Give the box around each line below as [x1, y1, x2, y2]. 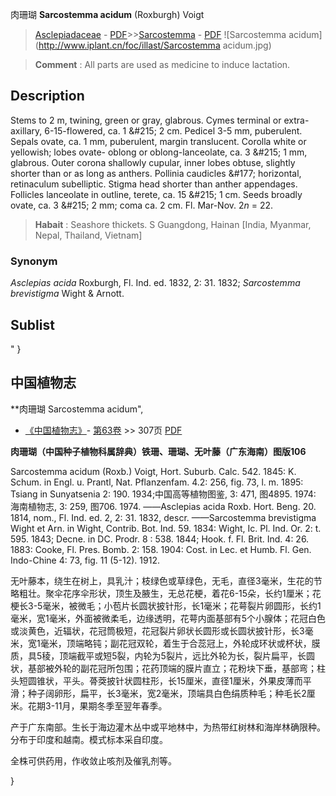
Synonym [10, 254, 58, 268]
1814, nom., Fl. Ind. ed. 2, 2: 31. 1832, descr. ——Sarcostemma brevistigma [10, 511, 317, 523]
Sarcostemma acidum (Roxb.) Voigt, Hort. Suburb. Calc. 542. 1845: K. [10, 465, 297, 477]
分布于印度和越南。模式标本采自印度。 [10, 733, 168, 745]
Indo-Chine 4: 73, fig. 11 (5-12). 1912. [10, 554, 160, 566]
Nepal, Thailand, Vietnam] [34, 229, 143, 241]
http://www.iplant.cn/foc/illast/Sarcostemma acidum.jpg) [38, 39, 272, 51]
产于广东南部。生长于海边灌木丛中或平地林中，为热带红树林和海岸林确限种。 [10, 721, 326, 733]
